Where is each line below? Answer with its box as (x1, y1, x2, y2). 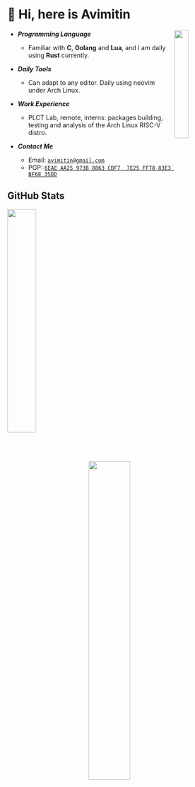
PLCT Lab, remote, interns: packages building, (28, 113, 164, 122)
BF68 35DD (28, 170, 58, 177)
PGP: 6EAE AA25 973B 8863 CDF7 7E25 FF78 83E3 (28, 163, 172, 172)
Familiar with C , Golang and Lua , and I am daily (28, 43, 166, 52)
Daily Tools (17, 64, 52, 73)
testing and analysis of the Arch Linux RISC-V (28, 120, 161, 129)
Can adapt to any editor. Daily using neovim (28, 78, 155, 87)
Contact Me (17, 141, 54, 151)
